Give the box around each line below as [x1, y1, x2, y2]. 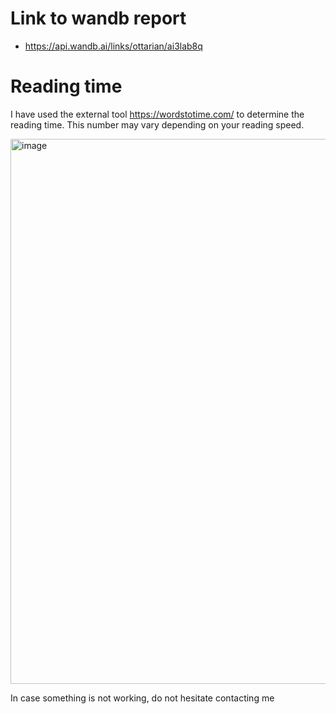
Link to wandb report [10, 7, 187, 30]
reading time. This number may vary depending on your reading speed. [10, 118, 305, 131]
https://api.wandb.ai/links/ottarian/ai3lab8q [24, 40, 203, 52]
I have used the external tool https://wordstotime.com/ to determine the [10, 108, 305, 120]
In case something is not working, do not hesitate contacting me [10, 692, 275, 704]
